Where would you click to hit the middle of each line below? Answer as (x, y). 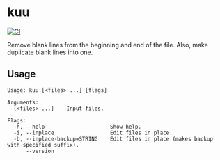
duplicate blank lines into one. (50, 52)
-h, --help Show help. (77, 127)
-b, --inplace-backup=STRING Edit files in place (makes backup (113, 139)
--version (40, 151)
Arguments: (23, 102)
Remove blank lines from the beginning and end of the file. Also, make (108, 45)
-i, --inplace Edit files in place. (93, 133)
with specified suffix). (43, 145)
